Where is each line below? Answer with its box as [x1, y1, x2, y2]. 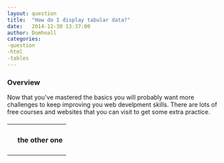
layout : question [7, 10, 57, 17]
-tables [7, 55, 30, 62]
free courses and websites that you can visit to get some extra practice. [7, 108, 211, 116]
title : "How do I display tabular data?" [7, 17, 131, 23]
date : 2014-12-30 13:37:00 [7, 23, 91, 30]
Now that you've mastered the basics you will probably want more [7, 94, 194, 102]
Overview [7, 77, 41, 87]
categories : [7, 36, 41, 43]
